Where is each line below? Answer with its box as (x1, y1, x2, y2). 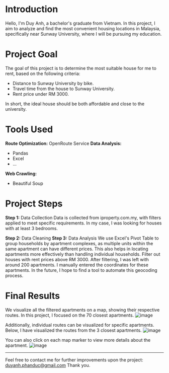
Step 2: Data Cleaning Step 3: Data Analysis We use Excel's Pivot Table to (5, 235, 159, 241)
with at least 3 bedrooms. (5, 225, 58, 231)
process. (5, 272, 24, 278)
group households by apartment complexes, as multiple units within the (5, 240, 153, 246)
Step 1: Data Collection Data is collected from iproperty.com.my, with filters (5, 214, 161, 220)
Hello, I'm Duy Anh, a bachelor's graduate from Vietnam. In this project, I (5, 20, 155, 26)
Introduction (5, 4, 58, 15)
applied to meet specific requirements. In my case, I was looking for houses (5, 220, 162, 226)
